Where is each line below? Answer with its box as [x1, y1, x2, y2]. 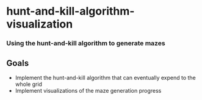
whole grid [15, 80, 43, 88]
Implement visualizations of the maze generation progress [15, 87, 162, 94]
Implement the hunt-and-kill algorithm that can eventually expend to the [15, 74, 197, 81]
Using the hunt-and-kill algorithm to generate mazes [6, 39, 166, 48]
